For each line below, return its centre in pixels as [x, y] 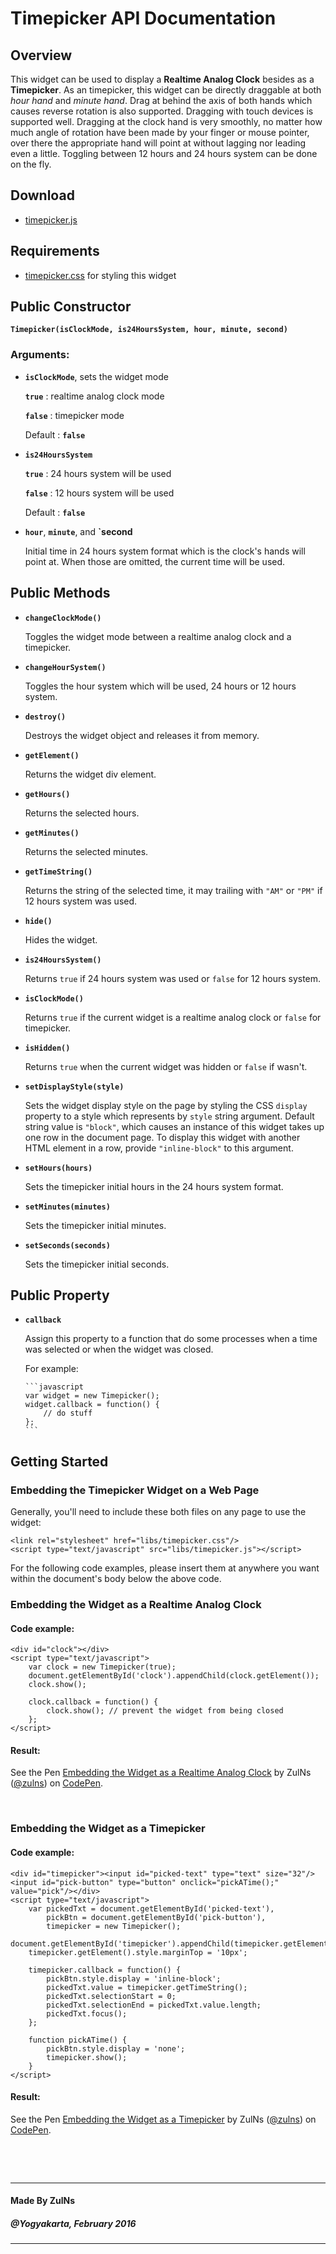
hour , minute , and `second [78, 531]
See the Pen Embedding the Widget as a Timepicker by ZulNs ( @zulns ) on [163, 2119]
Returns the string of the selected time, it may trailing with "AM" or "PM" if [173, 890]
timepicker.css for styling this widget [100, 275]
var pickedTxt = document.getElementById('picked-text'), [151, 1908]
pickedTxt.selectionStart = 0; [111, 1996]
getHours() [47, 794]
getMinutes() [52, 833]
